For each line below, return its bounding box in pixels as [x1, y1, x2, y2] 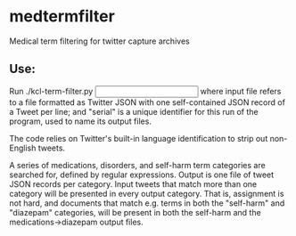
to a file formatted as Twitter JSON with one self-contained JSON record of [9, 96, 285, 108]
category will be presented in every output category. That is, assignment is [9, 188, 284, 199]
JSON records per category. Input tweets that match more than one [9, 178, 257, 189]
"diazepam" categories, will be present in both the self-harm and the [9, 207, 261, 217]
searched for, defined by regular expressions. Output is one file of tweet [9, 169, 275, 180]
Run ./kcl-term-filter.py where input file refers [9, 85, 282, 96]
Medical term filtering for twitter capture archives [9, 36, 190, 46]
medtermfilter [9, 6, 116, 27]
